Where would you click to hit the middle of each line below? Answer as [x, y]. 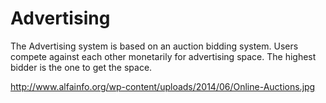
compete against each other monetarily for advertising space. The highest [163, 56]
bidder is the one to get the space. [81, 67]
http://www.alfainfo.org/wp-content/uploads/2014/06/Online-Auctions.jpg [163, 86]
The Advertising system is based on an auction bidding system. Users [154, 46]
